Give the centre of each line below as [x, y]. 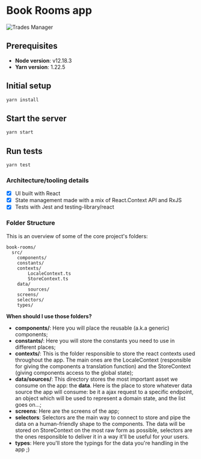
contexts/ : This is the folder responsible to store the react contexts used [105, 353]
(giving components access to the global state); [74, 372]
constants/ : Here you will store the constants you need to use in [95, 340]
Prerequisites [32, 46]
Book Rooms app [49, 11]
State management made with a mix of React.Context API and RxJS [98, 200]
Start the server [37, 118]
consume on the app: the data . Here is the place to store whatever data [104, 385]
